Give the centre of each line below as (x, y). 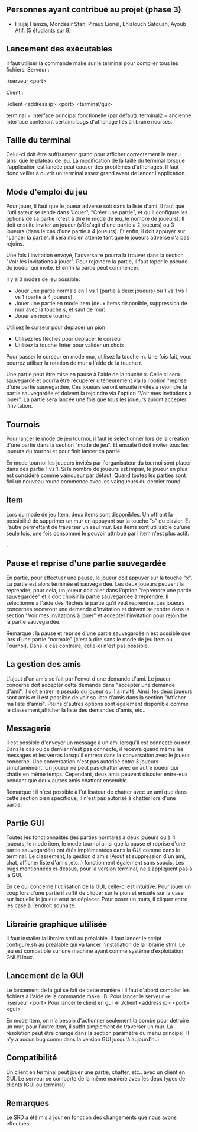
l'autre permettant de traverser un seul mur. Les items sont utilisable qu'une (98, 527)
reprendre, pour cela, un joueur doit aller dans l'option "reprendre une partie (99, 590)
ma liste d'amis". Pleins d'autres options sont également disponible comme (98, 704)
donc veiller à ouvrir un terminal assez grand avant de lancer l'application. (96, 173)
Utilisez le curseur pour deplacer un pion (56, 327)
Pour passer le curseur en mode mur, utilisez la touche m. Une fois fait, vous (99, 357)
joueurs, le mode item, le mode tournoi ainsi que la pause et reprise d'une (96, 844)
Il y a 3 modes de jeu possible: (43, 279)
